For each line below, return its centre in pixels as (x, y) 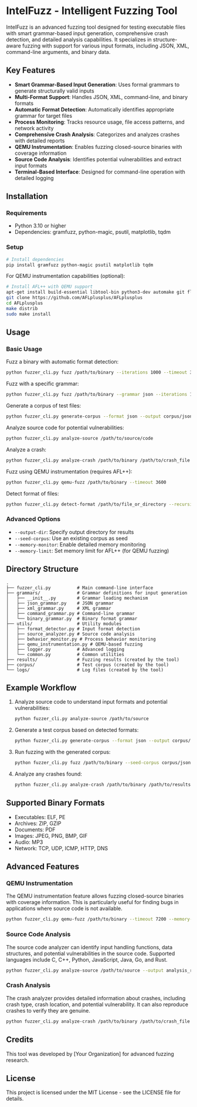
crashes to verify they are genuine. (48, 1010)
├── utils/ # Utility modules (64, 624)
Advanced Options (33, 519)
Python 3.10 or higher (40, 226)
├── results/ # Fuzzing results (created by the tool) (93, 660)
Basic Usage (24, 349)
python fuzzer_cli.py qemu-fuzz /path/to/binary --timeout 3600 (86, 482)
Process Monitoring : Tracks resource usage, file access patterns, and (99, 122)
